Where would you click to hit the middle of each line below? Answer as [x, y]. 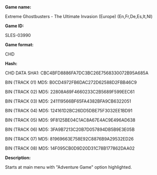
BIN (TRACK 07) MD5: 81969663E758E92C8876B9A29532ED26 [69, 139]
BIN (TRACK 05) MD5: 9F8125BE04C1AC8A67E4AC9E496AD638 [70, 120]
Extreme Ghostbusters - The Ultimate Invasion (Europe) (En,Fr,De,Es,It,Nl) [79, 16]
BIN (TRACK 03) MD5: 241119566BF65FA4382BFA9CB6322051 [68, 101]
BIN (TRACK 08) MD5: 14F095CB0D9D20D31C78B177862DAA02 [70, 148]
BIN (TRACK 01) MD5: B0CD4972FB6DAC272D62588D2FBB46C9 [71, 82]
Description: [18, 158]
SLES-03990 [18, 35]
